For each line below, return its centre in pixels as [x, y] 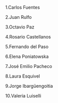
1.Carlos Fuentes [23, 7]
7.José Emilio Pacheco [29, 66]
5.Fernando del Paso [27, 47]
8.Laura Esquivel [23, 76]
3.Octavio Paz [20, 27]
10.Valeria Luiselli [23, 96]
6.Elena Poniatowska [27, 56]
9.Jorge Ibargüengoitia [29, 86]
